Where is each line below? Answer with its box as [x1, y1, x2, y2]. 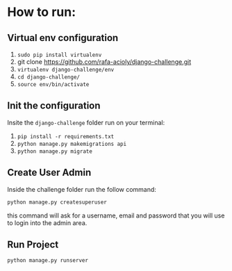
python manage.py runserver [7, 257, 89, 264]
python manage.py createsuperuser [7, 199, 108, 206]
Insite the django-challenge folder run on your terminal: [7, 118, 165, 126]
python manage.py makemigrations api [17, 140, 127, 147]
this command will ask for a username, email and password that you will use [7, 211, 225, 220]
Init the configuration [7, 100, 101, 112]
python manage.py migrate [17, 147, 92, 155]
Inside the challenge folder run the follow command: [7, 185, 156, 193]
